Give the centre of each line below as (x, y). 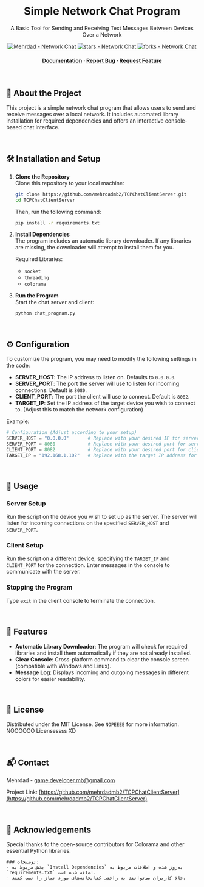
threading (37, 278)
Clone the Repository (42, 176)
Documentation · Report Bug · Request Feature (102, 60)
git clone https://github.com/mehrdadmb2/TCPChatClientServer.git (101, 194)
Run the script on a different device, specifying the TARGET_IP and (88, 558)
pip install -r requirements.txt (57, 223)
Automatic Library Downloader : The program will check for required (101, 646)
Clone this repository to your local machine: (70, 183)
